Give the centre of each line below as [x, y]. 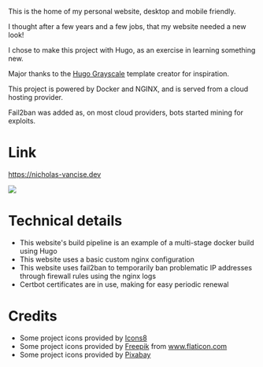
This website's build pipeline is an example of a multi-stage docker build [137, 242]
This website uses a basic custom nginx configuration [107, 259]
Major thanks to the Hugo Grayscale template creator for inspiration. [119, 73]
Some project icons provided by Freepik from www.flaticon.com [123, 346]
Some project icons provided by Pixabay [85, 354]
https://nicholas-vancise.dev [55, 174]
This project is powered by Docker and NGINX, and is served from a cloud [128, 89]
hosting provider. [35, 97]
